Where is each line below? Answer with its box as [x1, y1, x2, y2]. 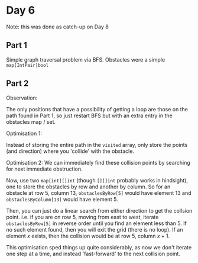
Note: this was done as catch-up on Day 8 [6, 23, 109, 30]
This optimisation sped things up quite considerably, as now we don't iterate [6, 243, 192, 251]
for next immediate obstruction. [6, 165, 83, 172]
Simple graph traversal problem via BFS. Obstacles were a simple [6, 56, 165, 63]
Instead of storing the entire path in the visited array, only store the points [6, 141, 188, 148]
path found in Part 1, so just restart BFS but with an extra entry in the [6, 112, 173, 119]
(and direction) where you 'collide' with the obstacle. [6, 147, 135, 155]
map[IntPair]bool [6, 62, 49, 68]
